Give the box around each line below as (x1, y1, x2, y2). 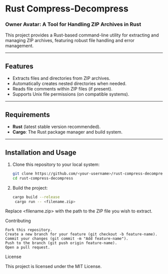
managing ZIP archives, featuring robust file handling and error (5, 37, 135, 43)
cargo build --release (12, 194, 60, 199)
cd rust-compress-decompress (12, 175, 73, 180)
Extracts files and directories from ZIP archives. (12, 75, 110, 81)
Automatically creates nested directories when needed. (12, 80, 126, 86)
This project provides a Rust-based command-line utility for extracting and (5, 32, 159, 38)
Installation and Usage (5, 148, 76, 156)
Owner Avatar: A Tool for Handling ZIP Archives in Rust (5, 21, 141, 28)
